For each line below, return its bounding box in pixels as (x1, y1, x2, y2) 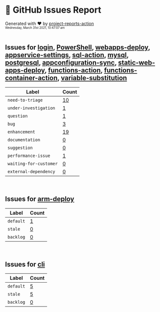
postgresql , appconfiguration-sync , (5, 59, 117, 67)
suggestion (7, 145, 33, 151)
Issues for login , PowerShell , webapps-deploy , (5, 44, 150, 52)
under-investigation (7, 105, 55, 111)
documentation (7, 137, 41, 142)
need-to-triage (7, 97, 43, 103)
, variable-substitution (57, 74, 127, 82)
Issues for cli (5, 260, 45, 268)
